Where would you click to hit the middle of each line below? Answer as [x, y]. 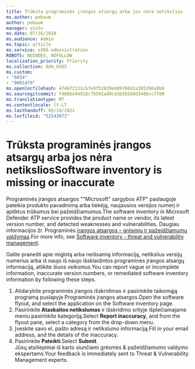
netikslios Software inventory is [84, 170]
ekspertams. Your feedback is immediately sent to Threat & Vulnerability [102, 354]
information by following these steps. [51, 280]
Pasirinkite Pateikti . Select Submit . [56, 341]
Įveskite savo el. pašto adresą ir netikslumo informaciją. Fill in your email [101, 329]
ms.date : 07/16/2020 [32, 34]
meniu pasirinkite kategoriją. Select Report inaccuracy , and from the [97, 316]
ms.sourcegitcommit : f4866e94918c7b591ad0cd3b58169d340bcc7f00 [85, 94]
